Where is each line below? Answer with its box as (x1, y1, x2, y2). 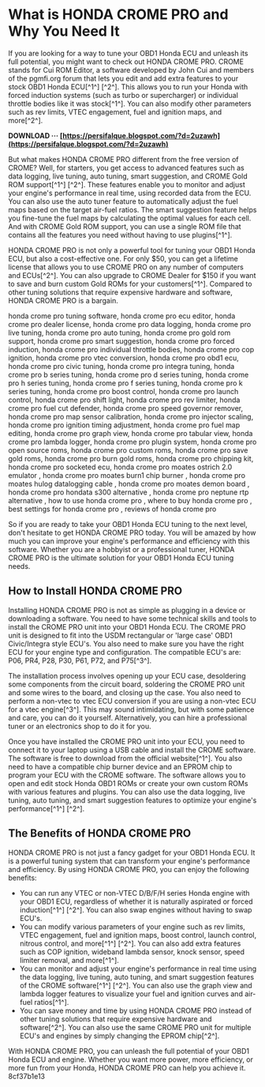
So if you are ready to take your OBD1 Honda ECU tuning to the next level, (8, 519, 248, 528)
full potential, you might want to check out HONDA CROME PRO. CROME (8, 57, 244, 66)
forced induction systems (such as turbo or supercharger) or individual (8, 90, 239, 100)
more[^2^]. (8, 115, 43, 125)
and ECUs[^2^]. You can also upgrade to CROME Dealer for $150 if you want (8, 270, 256, 280)
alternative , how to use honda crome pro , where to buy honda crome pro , (8, 495, 252, 505)
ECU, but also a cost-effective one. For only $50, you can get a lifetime (8, 254, 238, 263)
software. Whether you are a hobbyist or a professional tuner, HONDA (8, 544, 235, 554)
